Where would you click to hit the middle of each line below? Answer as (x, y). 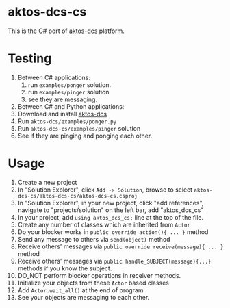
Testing (30, 59)
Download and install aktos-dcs (62, 114)
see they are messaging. (63, 99)
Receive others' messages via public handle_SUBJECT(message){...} (114, 261)
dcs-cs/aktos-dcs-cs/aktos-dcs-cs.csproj (77, 196)
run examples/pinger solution (68, 92)
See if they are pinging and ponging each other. (85, 136)
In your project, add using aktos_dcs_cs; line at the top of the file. (111, 217)
